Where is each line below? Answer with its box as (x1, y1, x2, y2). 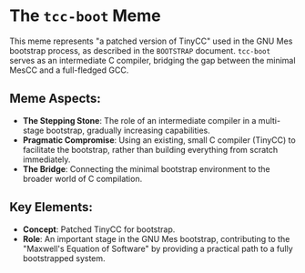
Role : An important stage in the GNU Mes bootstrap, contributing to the (22, 233, 290, 244)
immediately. (22, 154, 71, 165)
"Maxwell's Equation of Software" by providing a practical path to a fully (22, 243, 293, 254)
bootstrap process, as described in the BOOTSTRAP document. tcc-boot (9, 45, 271, 56)
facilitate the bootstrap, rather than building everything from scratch (22, 144, 279, 155)
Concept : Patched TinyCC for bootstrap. (22, 224, 176, 235)
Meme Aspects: (9, 91, 102, 106)
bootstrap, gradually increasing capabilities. (46, 125, 211, 136)
